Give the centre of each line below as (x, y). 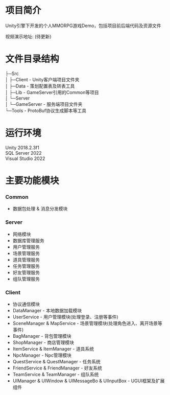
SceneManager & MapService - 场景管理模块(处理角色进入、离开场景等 (87, 323)
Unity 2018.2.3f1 (22, 147)
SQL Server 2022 (23, 153)
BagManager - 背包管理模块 (42, 336)
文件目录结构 (32, 59)
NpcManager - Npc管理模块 (42, 355)
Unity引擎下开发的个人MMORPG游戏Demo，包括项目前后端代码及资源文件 (83, 26)
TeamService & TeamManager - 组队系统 (56, 374)
